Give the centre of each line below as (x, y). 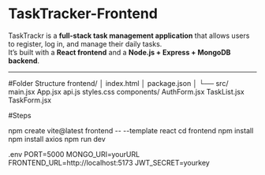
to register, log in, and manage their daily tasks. (85, 43)
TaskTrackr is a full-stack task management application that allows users (129, 35)
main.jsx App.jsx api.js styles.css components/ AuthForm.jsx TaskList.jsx (126, 91)
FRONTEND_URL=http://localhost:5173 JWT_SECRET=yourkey (109, 162)
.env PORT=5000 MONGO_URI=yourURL (74, 154)
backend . (24, 61)
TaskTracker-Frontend (83, 14)
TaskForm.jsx (30, 100)
